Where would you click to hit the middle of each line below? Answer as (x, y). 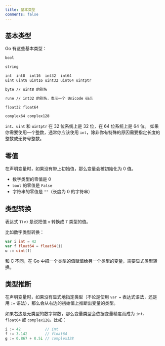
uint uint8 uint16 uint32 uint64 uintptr (48, 80)
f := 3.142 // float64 (36, 334)
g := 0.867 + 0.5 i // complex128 (40, 339)
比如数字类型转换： (25, 232)
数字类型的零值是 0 (32, 179)
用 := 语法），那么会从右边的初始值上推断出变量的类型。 (62, 303)
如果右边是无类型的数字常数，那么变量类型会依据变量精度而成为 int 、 (76, 314)
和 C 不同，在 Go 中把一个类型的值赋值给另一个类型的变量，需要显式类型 (79, 261)
